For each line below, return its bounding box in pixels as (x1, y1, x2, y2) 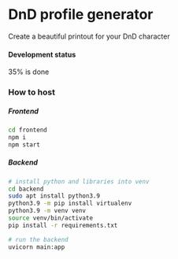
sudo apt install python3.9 (8, 192, 101, 200)
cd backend (8, 185, 44, 193)
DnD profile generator (8, 6, 154, 24)
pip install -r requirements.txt (8, 221, 118, 229)
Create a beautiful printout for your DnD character (8, 31, 171, 41)
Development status (8, 50, 76, 59)
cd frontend (8, 126, 47, 135)
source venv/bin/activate (8, 214, 93, 222)
